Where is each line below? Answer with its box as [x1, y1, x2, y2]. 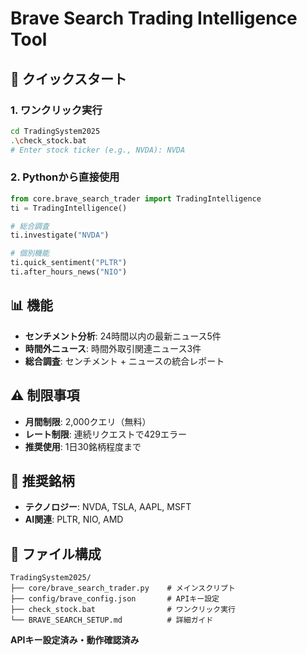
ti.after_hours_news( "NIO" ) [10, 267, 128, 277]
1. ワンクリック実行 [10, 103, 103, 117]
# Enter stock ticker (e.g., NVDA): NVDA [10, 145, 186, 155]
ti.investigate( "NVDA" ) [10, 230, 110, 241]
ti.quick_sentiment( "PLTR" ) [10, 258, 128, 268]
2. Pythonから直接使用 [10, 170, 120, 184]
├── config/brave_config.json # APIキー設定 [10, 594, 220, 604]
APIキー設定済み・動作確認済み [10, 634, 140, 646]
